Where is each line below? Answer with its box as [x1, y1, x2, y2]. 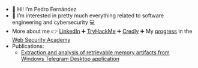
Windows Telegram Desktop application [20, 55, 120, 62]
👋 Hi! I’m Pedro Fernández [11, 6, 77, 13]
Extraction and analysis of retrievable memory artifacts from [20, 49, 170, 56]
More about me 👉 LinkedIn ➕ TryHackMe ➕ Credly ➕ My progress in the [11, 27, 193, 35]
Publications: [11, 42, 44, 50]
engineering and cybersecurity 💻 [11, 18, 95, 26]
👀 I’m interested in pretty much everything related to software [11, 12, 164, 19]
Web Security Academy [11, 36, 71, 43]
